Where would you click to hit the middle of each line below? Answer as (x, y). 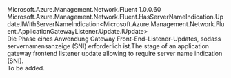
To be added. (26, 68)
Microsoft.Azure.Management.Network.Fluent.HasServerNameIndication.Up (115, 17)
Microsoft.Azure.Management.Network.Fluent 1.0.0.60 (84, 9)
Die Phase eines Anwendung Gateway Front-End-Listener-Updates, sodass (114, 39)
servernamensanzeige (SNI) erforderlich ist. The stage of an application (108, 46)
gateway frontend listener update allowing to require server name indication (115, 53)
